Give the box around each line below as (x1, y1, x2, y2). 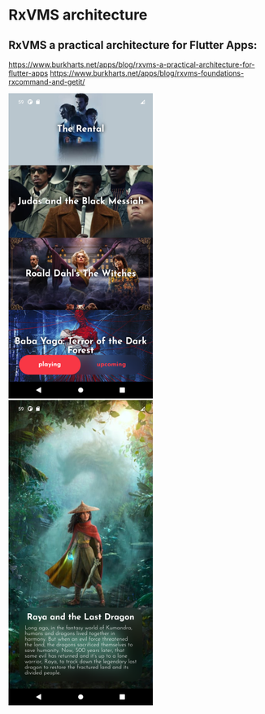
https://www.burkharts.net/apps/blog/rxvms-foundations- (50, 68, 245, 78)
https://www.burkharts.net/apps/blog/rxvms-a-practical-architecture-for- (8, 59, 255, 69)
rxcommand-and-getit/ (8, 77, 85, 86)
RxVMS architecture (8, 6, 148, 24)
